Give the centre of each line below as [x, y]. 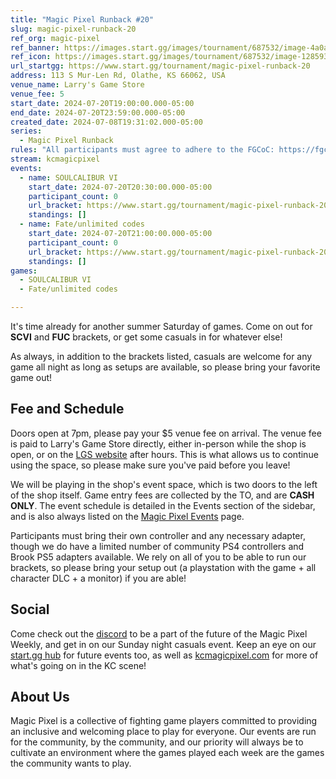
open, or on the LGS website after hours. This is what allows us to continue [164, 454]
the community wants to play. [71, 763]
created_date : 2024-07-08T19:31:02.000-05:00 [106, 122]
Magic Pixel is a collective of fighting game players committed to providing [164, 721]
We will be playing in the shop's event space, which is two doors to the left [164, 484]
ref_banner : [35, 47]
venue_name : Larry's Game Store [77, 85]
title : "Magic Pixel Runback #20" [82, 19]
